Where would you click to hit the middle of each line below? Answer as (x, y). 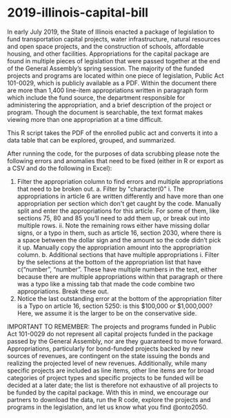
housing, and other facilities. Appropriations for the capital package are (108, 54)
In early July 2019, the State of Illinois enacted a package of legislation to (111, 32)
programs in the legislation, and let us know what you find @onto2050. (108, 407)
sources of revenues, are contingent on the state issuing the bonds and (109, 355)
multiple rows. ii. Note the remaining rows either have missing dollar (113, 225)
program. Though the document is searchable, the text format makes (105, 112)
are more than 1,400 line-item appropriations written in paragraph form (108, 90)
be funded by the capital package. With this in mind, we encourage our (108, 392)
